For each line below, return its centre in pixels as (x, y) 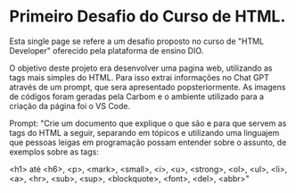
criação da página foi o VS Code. (70, 105)
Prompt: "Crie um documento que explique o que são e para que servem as (148, 123)
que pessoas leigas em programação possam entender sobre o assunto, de (148, 142)
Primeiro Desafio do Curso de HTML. (148, 17)
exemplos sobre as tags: (54, 151)
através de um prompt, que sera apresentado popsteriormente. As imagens (148, 87)
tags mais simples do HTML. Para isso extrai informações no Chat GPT (140, 77)
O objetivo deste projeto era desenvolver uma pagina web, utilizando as (141, 68)
